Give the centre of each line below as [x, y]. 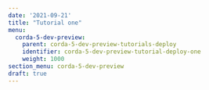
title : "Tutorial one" [45, 23]
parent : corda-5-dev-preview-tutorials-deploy [99, 45]
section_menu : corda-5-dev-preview [66, 67]
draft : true [27, 74]
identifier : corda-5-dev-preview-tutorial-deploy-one [112, 52]
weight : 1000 [43, 59]
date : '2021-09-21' [40, 15]
